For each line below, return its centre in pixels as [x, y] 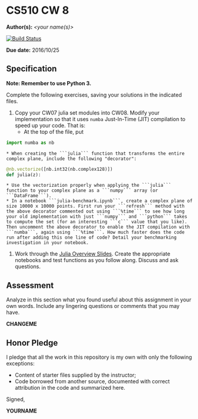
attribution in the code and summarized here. [70, 388]
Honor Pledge [32, 343]
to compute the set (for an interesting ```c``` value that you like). [97, 222]
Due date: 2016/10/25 [33, 50]
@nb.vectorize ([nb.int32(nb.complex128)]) [59, 169]
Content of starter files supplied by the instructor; [76, 375]
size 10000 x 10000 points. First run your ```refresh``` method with [95, 207]
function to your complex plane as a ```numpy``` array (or [82, 191]
